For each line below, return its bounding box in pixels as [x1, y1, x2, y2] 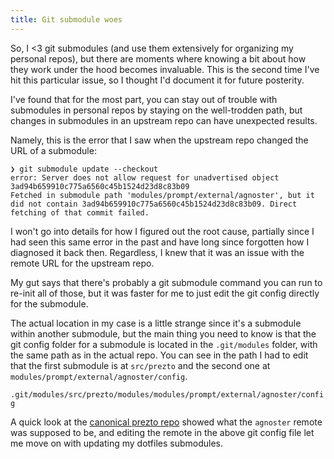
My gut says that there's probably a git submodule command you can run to [10, 276, 323, 288]
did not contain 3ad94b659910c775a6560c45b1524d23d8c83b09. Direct [10, 199, 298, 209]
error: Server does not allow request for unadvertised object [10, 172, 280, 183]
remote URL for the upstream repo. [10, 257, 155, 269]
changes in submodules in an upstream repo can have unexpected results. [10, 114, 318, 126]
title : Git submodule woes [10, 14, 123, 25]
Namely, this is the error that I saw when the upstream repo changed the [10, 134, 309, 146]
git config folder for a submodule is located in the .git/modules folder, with [10, 338, 318, 350]
